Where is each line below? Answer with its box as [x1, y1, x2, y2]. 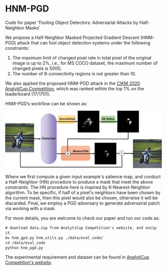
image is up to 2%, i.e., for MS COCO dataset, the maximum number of [12, 60, 158, 66]
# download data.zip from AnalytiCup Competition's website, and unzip [5, 226, 157, 231]
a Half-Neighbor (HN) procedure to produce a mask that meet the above [5, 179, 153, 185]
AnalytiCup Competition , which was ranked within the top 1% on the [5, 85, 144, 91]
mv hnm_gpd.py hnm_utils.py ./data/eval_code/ [5, 236, 103, 241]
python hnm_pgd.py [5, 246, 43, 251]
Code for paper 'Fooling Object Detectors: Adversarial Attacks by [5, 19, 139, 25]
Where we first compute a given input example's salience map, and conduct [5, 174, 161, 180]
